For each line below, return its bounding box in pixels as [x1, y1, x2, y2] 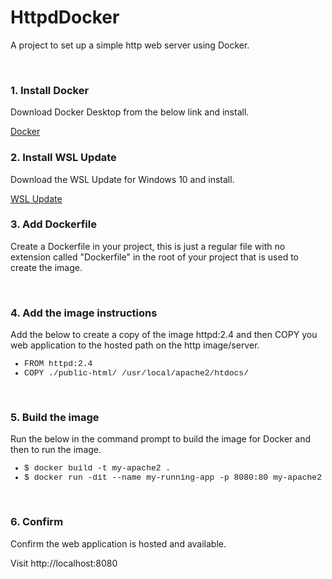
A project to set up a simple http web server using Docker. [10, 39, 250, 51]
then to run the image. [10, 444, 102, 456]
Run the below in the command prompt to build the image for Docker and [10, 433, 311, 445]
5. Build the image [10, 411, 100, 425]
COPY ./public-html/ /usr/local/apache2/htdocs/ [24, 368, 249, 379]
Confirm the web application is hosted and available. [10, 537, 227, 550]
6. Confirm [10, 515, 64, 529]
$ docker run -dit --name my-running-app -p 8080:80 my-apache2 [24, 472, 322, 483]
